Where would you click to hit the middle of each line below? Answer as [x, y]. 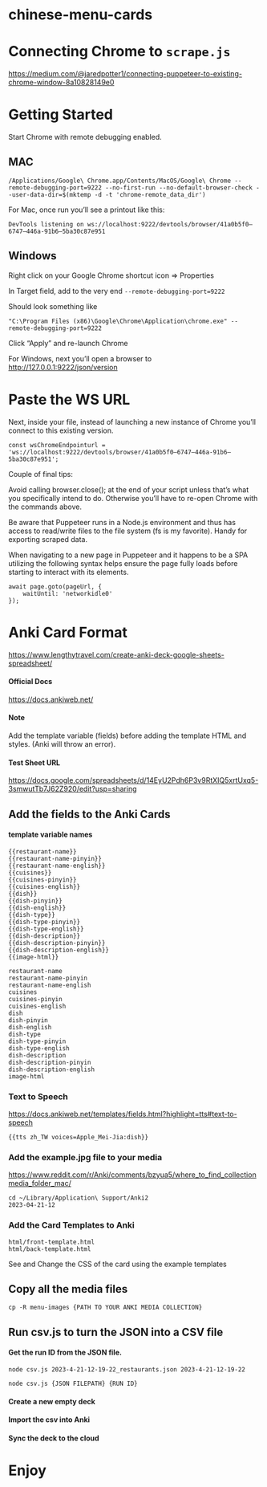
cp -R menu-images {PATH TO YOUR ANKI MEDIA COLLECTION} [105, 1308]
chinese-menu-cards [81, 15]
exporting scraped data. [48, 539]
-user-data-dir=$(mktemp [50, 194]
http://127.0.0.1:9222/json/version [63, 367]
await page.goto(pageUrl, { [55, 587]
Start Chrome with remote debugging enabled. [85, 137]
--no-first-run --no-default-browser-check [179, 187]
